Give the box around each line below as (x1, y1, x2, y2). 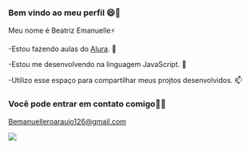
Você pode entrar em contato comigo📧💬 (8, 99, 166, 110)
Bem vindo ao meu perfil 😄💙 (8, 7, 121, 18)
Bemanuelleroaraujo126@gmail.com (8, 116, 126, 126)
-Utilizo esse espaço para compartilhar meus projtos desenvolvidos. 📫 (8, 76, 243, 85)
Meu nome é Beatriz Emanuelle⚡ (8, 25, 116, 35)
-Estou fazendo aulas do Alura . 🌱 (8, 44, 117, 54)
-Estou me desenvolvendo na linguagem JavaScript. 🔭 (8, 60, 187, 69)
